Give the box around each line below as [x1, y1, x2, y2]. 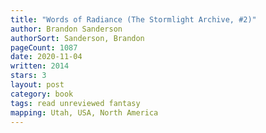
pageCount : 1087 [10, 42, 78, 53]
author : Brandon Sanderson [10, 24, 123, 34]
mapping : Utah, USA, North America [10, 107, 159, 118]
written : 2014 [10, 61, 70, 71]
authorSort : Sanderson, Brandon [10, 33, 145, 43]
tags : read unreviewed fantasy [10, 98, 141, 108]
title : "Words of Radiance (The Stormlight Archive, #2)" [10, 14, 257, 25]
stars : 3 [10, 71, 47, 81]
